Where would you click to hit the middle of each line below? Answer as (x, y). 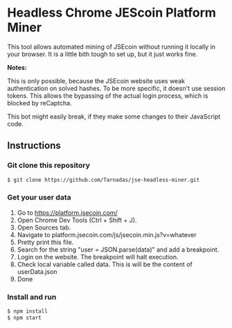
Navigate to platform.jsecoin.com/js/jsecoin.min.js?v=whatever (107, 234)
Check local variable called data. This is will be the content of (105, 264)
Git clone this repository (48, 166)
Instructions (34, 146)
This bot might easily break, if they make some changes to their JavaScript (114, 116)
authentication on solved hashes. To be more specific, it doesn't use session (116, 88)
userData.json (37, 271)
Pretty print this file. (45, 242)
